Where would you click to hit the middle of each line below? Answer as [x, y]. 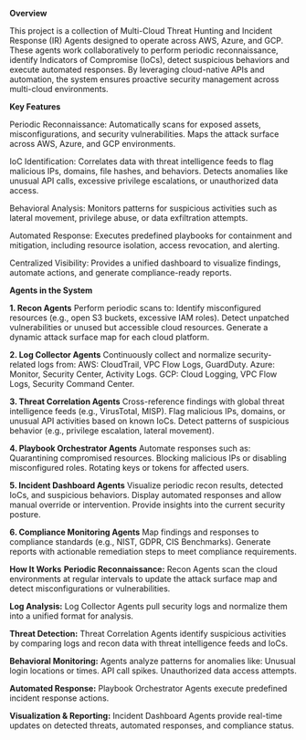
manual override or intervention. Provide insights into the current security [148, 505]
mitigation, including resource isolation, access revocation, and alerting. [145, 245]
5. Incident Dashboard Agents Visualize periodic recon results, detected [147, 485]
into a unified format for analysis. [72, 616]
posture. [25, 514]
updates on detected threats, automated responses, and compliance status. [152, 725]
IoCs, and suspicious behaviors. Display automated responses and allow [145, 495]
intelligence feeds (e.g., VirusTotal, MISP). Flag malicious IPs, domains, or [148, 411]
